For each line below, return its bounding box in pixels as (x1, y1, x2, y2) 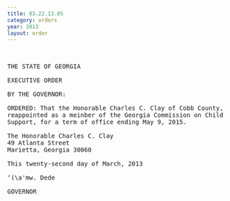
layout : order (7, 29, 49, 37)
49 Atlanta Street (7, 139, 70, 147)
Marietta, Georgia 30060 (7, 146, 92, 154)
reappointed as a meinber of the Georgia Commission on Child (7, 111, 224, 119)
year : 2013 (7, 23, 39, 30)
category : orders (7, 17, 58, 24)
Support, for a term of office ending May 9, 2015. (7, 118, 188, 126)
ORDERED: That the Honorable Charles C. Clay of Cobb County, (7, 104, 224, 112)
